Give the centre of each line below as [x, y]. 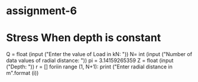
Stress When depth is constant [84, 38]
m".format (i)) [22, 73]
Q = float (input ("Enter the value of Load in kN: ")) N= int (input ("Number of [99, 54]
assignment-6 [42, 11]
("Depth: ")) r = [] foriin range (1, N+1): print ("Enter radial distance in [89, 67]
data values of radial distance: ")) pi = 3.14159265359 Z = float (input [90, 61]
